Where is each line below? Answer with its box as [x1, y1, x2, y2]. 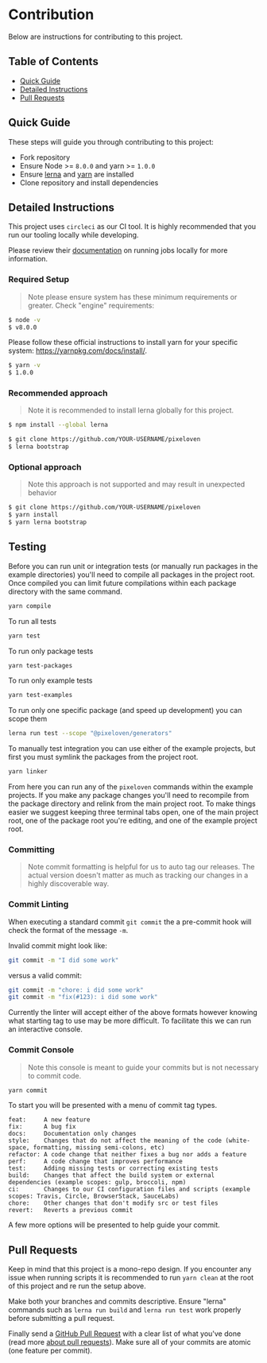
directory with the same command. [8, 587, 123, 596]
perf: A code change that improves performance [8, 1158, 183, 1166]
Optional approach [8, 462, 82, 473]
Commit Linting [8, 899, 69, 910]
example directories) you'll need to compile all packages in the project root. [8, 570, 256, 579]
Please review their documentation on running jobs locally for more [8, 246, 228, 255]
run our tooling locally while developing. [8, 230, 139, 240]
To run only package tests [8, 646, 94, 656]
